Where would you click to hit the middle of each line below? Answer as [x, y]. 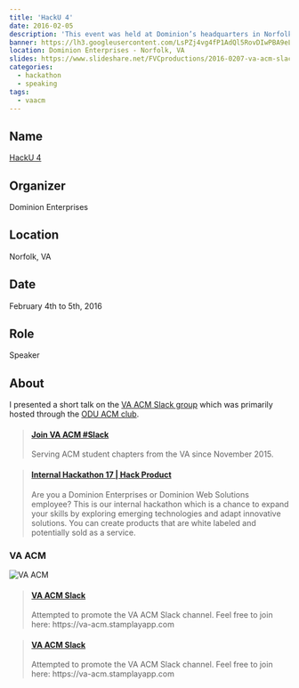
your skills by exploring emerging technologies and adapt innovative [156, 514]
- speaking [37, 84]
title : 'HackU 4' [41, 17]
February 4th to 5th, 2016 [56, 306]
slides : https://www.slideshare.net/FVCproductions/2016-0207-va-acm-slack [153, 59]
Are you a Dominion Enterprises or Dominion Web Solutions [140, 494]
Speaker [24, 355]
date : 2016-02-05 [41, 26]
